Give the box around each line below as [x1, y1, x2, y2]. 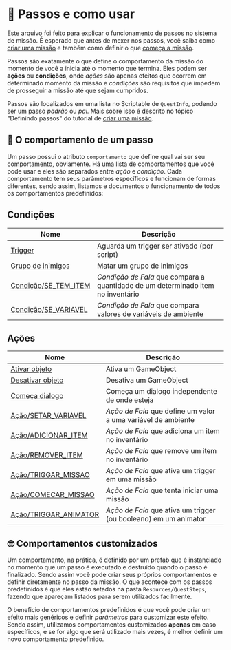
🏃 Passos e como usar [7, 6, 135, 22]
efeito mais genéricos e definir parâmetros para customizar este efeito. [7, 613, 209, 622]
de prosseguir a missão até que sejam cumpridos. [7, 86, 149, 94]
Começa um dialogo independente [105, 387, 218, 397]
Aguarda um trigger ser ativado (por [97, 241, 214, 251]
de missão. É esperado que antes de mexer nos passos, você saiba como [7, 36, 215, 44]
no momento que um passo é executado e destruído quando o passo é [7, 563, 208, 572]
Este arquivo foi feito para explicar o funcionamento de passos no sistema [7, 29, 217, 37]
